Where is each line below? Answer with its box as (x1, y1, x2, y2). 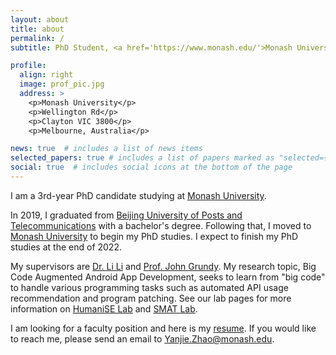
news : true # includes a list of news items (10, 144, 203, 154)
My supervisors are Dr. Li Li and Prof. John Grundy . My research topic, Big (10, 260, 317, 272)
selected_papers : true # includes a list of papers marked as (10, 153, 275, 163)
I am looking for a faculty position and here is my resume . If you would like (10, 322, 317, 334)
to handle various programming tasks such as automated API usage (10, 281, 289, 293)
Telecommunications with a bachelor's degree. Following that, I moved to (10, 219, 312, 231)
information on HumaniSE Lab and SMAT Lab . (10, 302, 198, 315)
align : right (19, 70, 74, 80)
